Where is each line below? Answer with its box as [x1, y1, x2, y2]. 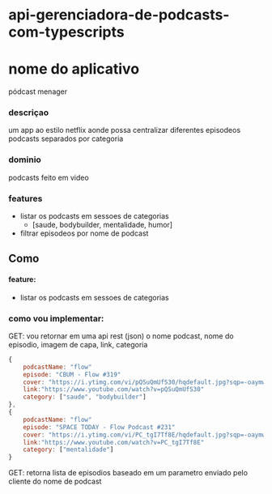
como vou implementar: [8, 313, 104, 324]
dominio [8, 154, 42, 165]
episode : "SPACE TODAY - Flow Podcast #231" [23, 423, 176, 431]
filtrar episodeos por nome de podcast [19, 228, 149, 238]
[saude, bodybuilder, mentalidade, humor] [32, 220, 172, 230]
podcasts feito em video [8, 172, 89, 182]
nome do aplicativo [8, 60, 140, 79]
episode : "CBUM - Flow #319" [23, 370, 121, 378]
